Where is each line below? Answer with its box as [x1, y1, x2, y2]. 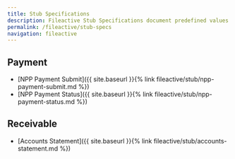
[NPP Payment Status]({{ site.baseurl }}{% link [17, 90, 153, 99]
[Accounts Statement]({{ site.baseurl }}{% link [17, 136, 152, 145]
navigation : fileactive [7, 30, 78, 37]
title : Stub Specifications [7, 10, 90, 18]
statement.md [17, 144, 59, 153]
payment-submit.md [17, 83, 77, 91]
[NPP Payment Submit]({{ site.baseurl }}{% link [17, 75, 155, 83]
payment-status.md [17, 98, 76, 106]
